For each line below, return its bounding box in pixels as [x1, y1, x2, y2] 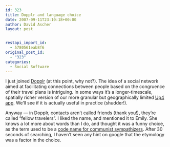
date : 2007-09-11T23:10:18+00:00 [5, 17, 77, 22]
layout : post [5, 27, 33, 32]
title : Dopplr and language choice [5, 12, 81, 17]
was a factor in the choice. [5, 137, 61, 143]
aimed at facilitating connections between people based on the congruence [5, 83, 165, 90]
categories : [5, 59, 31, 65]
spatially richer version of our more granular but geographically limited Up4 [5, 94, 164, 100]
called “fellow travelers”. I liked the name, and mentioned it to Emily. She [5, 115, 158, 121]
